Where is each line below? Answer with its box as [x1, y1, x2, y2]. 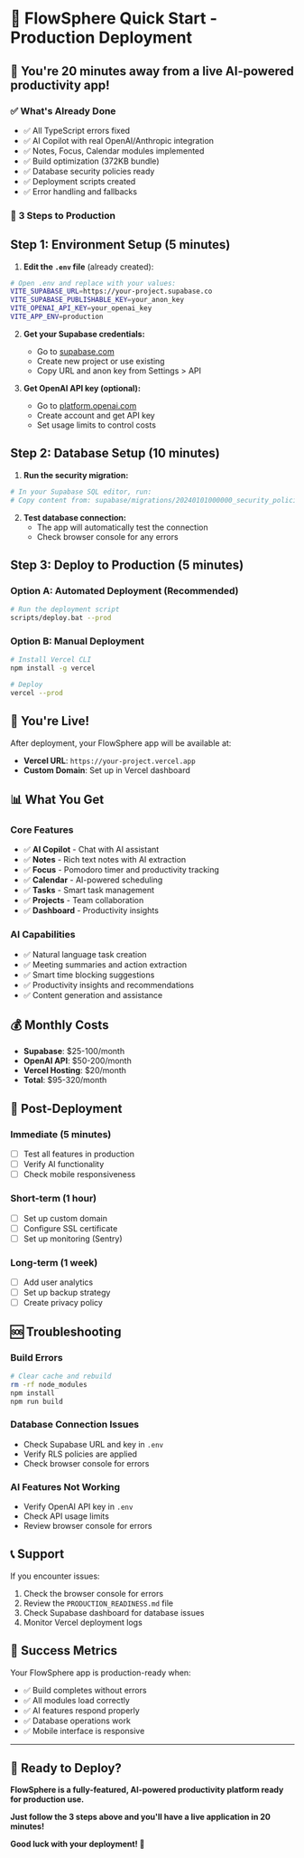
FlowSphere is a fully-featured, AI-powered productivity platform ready [10, 1785, 284, 1796]
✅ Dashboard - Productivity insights [23, 905, 159, 916]
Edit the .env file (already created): [23, 261, 154, 272]
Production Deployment [10, 27, 193, 48]
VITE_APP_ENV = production [10, 312, 104, 322]
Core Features [10, 823, 74, 835]
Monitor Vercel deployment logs [23, 1617, 143, 1627]
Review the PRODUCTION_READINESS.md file [23, 1598, 174, 1608]
